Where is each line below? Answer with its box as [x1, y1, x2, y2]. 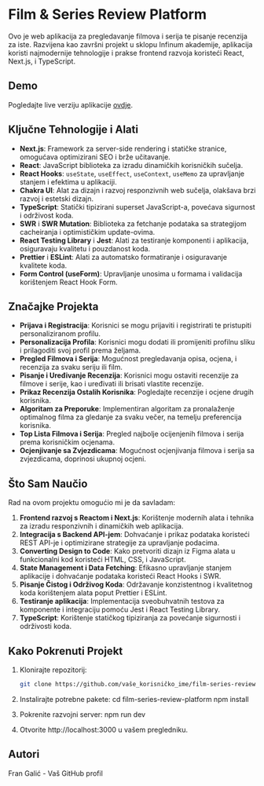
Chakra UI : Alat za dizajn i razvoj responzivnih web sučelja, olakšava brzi [19, 185, 256, 195]
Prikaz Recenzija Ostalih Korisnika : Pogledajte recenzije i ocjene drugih [19, 387, 254, 397]
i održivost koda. [19, 210, 74, 220]
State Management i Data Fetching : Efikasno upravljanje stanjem [19, 563, 232, 572]
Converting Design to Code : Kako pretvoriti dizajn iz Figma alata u [19, 547, 236, 556]
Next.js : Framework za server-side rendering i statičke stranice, [19, 144, 227, 153]
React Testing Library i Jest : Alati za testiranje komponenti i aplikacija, [19, 236, 249, 245]
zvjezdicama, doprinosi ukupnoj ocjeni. [19, 454, 147, 464]
